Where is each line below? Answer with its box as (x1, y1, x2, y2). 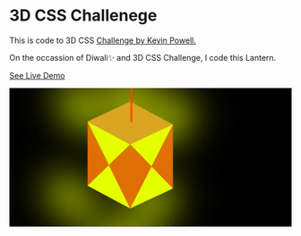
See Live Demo (9, 70, 65, 80)
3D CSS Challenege (9, 5, 158, 26)
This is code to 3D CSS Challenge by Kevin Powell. (9, 35, 197, 46)
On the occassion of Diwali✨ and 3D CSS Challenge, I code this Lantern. (9, 52, 277, 63)
